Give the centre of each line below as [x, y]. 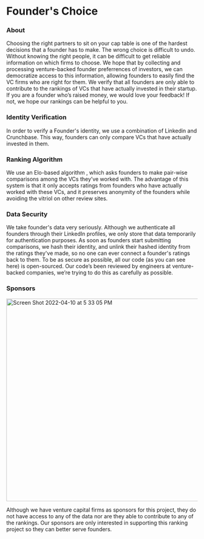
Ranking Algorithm [34, 159]
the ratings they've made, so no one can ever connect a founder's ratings [98, 253]
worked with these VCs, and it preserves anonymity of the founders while [98, 192]
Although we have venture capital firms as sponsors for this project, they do [101, 510]
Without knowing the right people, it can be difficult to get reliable [88, 57]
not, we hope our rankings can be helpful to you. [67, 102]
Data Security [27, 214]
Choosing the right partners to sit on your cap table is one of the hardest [97, 43]
